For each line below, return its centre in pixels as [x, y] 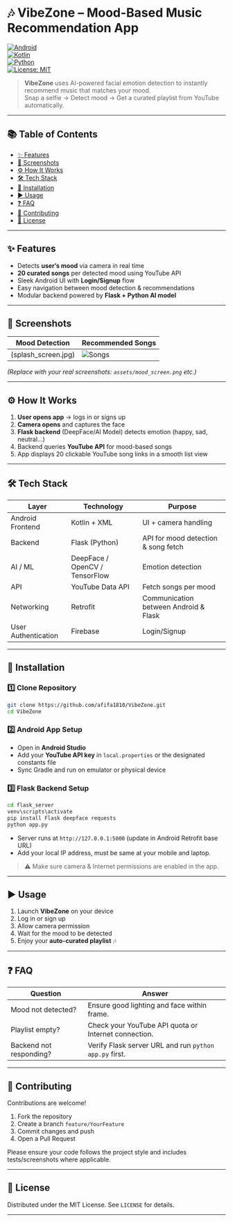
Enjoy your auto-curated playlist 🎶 [67, 941]
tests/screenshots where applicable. [59, 1159]
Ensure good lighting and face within [147, 1006]
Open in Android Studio [52, 747]
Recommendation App [73, 28]
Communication [168, 598]
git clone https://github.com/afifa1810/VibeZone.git [87, 705]
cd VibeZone [24, 711]
